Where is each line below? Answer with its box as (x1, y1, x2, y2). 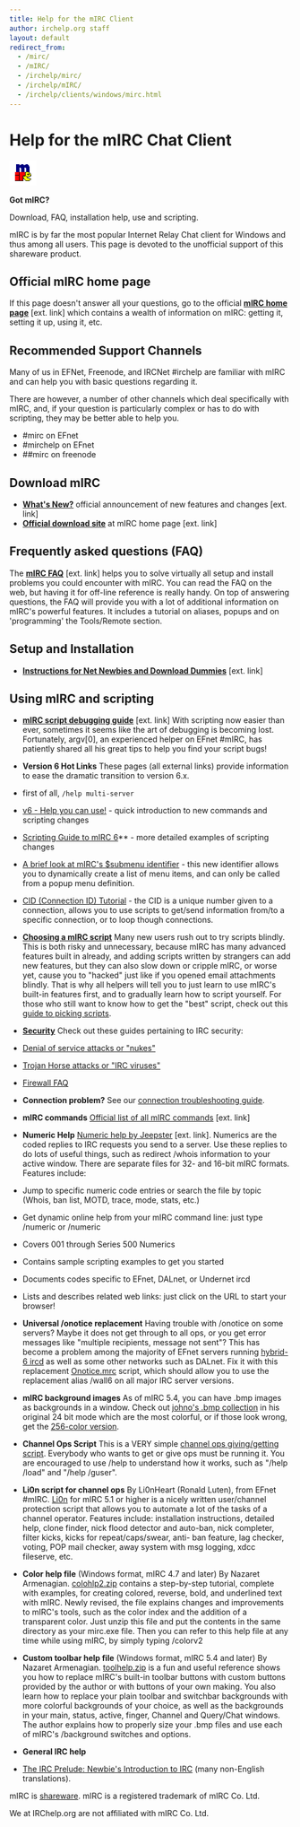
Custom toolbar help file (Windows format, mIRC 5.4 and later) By (21, 1653, 268, 1664)
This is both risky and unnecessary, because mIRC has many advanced (21, 942, 287, 953)
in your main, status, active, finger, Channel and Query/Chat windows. (21, 1710, 280, 1721)
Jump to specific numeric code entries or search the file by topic (21, 1185, 262, 1196)
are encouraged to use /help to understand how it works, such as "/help (21, 1457, 288, 1468)
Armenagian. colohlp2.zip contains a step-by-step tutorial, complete (21, 1579, 275, 1589)
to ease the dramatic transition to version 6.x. (21, 770, 190, 781)
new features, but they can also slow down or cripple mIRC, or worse (21, 961, 278, 971)
